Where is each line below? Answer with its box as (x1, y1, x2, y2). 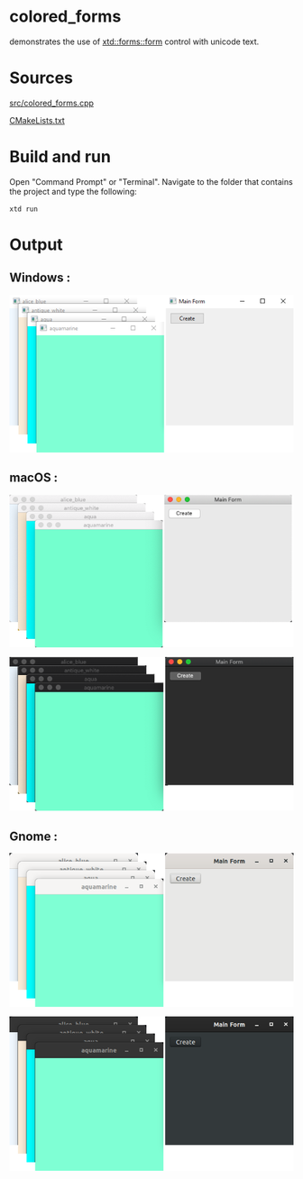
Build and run (9, 147, 111, 168)
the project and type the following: (9, 186, 137, 196)
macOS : (9, 471, 59, 486)
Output (9, 234, 63, 254)
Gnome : (9, 828, 59, 844)
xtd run (9, 205, 39, 214)
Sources (9, 68, 74, 88)
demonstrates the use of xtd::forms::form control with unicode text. (9, 36, 260, 47)
